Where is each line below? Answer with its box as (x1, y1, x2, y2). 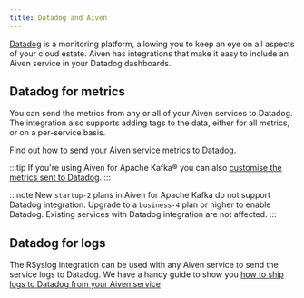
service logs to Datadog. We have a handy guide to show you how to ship (9, 269, 284, 280)
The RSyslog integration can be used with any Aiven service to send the (9, 260, 279, 271)
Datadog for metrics (9, 84, 125, 100)
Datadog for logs (9, 235, 106, 251)
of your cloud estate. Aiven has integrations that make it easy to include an (9, 47, 289, 59)
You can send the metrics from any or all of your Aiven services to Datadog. (9, 108, 293, 119)
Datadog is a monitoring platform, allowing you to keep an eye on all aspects (9, 38, 295, 49)
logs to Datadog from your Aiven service (9, 279, 162, 290)
